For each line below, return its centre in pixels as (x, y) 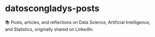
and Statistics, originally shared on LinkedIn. (49, 29)
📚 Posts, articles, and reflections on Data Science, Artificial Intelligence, (78, 22)
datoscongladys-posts (52, 9)
